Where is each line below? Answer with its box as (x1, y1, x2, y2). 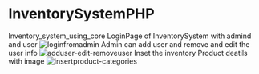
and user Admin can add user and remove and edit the (8, 39, 250, 49)
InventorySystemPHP (8, 5, 155, 23)
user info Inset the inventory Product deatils (8, 48, 248, 57)
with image (8, 56, 45, 66)
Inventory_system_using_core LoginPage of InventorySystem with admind (8, 31, 252, 41)
